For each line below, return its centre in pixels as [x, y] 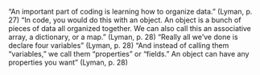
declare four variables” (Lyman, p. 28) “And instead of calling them [119, 45]
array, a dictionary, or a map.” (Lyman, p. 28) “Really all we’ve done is [124, 37]
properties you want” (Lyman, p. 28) [68, 62]
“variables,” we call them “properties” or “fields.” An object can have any [129, 54]
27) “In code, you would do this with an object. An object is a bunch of [125, 20]
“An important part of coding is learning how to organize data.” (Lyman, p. [130, 12]
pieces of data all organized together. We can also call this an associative [130, 28]
